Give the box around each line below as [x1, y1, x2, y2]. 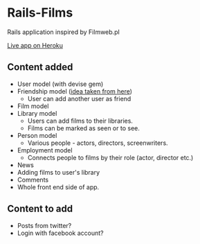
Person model [17, 131, 57, 139]
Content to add [7, 203, 73, 215]
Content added [7, 61, 73, 73]
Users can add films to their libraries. [27, 116, 134, 125]
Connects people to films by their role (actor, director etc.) [27, 153, 194, 162]
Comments [17, 175, 49, 184]
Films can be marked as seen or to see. [27, 123, 140, 132]
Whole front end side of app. [17, 182, 100, 191]
